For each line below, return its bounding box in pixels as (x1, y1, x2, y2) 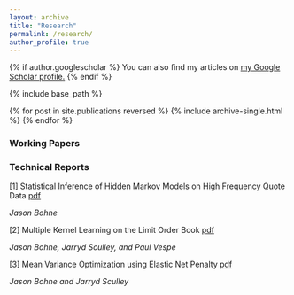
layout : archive (9, 12, 69, 22)
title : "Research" (9, 21, 77, 30)
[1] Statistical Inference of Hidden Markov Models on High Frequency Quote (9, 181, 286, 191)
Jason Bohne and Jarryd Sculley (9, 276, 129, 287)
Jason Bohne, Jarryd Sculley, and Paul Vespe (9, 242, 176, 252)
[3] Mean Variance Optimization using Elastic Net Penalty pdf (9, 259, 233, 270)
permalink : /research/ (9, 29, 93, 38)
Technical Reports (9, 161, 90, 174)
